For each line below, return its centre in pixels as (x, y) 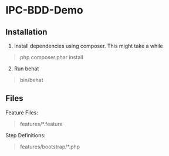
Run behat (26, 69)
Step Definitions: (26, 135)
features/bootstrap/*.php (50, 147)
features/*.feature (41, 124)
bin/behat (31, 80)
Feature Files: (22, 113)
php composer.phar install (51, 57)
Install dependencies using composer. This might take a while (88, 46)
